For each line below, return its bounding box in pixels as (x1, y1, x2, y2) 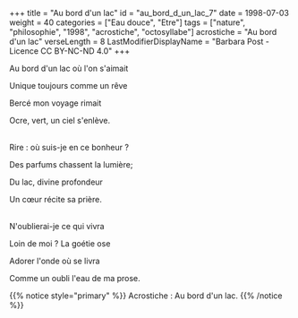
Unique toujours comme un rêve (9, 81, 128, 90)
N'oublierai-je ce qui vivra (9, 221, 105, 231)
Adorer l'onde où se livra (9, 255, 100, 266)
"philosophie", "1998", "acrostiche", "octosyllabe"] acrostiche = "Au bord (9, 27, 277, 37)
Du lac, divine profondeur (9, 176, 103, 187)
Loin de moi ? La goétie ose (9, 238, 111, 249)
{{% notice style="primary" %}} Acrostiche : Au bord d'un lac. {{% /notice (9, 290, 283, 301)
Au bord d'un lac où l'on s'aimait (9, 63, 129, 73)
